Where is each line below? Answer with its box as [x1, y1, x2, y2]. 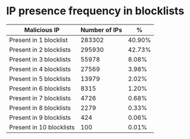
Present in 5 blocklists [9, 75, 71, 83]
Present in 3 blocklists [9, 55, 71, 63]
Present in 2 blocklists [9, 45, 71, 54]
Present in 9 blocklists [9, 113, 71, 122]
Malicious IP [24, 26, 60, 34]
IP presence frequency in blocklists [6, 4, 185, 18]
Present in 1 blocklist [9, 36, 68, 44]
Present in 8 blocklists [9, 103, 71, 112]
